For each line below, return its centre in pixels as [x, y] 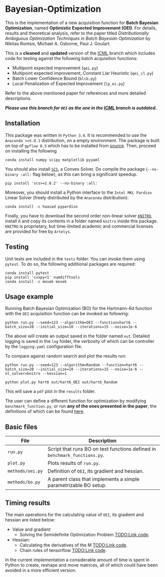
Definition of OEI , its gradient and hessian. [96, 471]
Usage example [29, 296]
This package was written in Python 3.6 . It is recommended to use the [76, 135]
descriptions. [18, 98]
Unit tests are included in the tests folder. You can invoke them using [75, 259]
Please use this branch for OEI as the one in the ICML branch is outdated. [81, 108]
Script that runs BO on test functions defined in [102, 449]
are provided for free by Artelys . [38, 231]
